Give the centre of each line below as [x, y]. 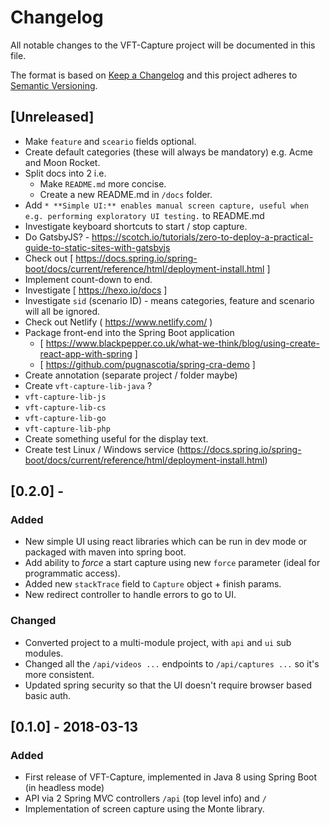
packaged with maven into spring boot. [105, 552]
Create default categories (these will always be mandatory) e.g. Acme [168, 152]
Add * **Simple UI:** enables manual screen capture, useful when [166, 205]
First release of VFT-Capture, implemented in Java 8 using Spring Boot [171, 777]
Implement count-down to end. [88, 279]
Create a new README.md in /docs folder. [126, 194]
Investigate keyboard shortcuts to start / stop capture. [136, 226]
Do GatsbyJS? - [57, 237]
